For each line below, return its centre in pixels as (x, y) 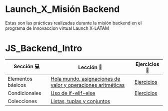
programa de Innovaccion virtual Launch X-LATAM (57, 28)
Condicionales (24, 93)
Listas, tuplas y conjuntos (80, 101)
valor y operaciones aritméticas (88, 85)
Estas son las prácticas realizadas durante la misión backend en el (73, 23)
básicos (17, 85)
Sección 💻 (26, 67)
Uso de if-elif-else (73, 93)
